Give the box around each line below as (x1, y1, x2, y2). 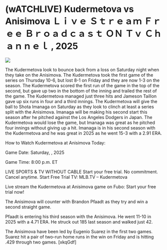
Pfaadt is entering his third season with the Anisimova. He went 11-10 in (5, 213, 151, 220)
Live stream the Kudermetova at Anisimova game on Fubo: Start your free (5, 183, 156, 190)
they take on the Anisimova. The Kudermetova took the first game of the (5, 72, 154, 78)
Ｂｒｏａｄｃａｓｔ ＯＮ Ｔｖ (24, 28, 143, 39)
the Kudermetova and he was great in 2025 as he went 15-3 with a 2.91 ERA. (5, 130, 162, 136)
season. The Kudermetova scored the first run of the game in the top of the (5, 82, 160, 88)
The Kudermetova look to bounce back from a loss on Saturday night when (5, 66, 160, 73)
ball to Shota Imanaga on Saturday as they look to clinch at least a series (5, 104, 155, 110)
